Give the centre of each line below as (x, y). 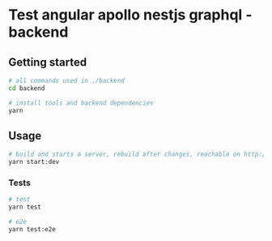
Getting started (48, 62)
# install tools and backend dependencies (81, 103)
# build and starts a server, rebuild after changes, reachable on (125, 155)
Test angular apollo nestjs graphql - (130, 15)
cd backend (27, 88)
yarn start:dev (34, 162)
